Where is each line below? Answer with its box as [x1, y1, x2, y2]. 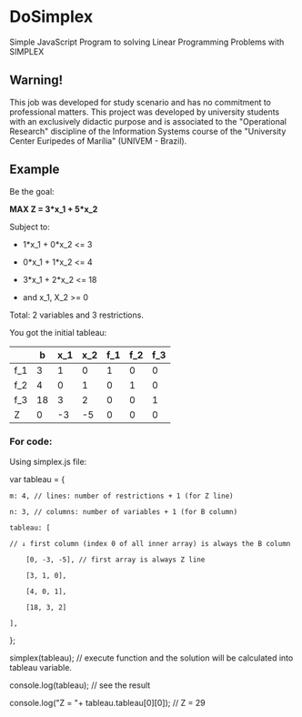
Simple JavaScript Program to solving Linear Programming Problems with [9, 36, 285, 47]
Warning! [9, 73, 64, 88]
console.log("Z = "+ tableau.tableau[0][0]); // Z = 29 [9, 697, 206, 708]
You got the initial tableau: [9, 327, 107, 338]
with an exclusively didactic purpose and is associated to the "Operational [9, 116, 287, 126]
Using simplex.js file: [9, 456, 87, 467]
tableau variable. [9, 661, 73, 672]
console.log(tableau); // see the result [9, 680, 151, 691]
